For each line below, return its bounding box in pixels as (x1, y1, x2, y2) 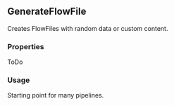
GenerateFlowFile (7, 6, 87, 18)
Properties (7, 41, 44, 51)
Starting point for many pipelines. (7, 91, 104, 100)
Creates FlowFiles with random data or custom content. (7, 24, 168, 32)
